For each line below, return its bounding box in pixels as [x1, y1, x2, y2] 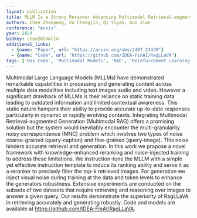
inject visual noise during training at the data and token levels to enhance [6, 174, 183, 181]
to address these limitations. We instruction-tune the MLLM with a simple [6, 155, 183, 162]
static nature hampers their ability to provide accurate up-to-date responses [6, 105, 191, 112]
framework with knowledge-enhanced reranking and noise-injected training [6, 149, 189, 156]
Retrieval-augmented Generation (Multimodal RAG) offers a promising [6, 118, 175, 125]
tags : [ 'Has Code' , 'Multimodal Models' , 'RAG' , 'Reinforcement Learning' [6, 58, 193, 63]
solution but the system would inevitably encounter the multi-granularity [6, 124, 181, 131]
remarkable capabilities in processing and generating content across [6, 80, 172, 87]
